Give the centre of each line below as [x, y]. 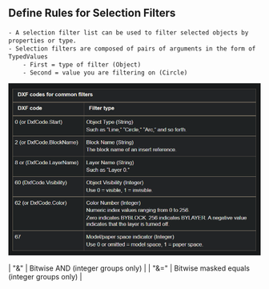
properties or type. [43, 40]
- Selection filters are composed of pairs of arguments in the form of [132, 48]
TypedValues [28, 56]
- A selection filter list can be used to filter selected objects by [128, 32]
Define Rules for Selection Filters [92, 13]
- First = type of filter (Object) [82, 64]
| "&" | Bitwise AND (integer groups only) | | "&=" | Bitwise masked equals [129, 268]
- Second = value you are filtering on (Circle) [105, 72]
